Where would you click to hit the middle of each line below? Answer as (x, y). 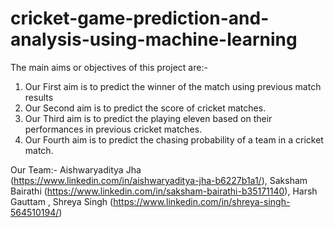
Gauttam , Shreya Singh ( (62, 201)
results (39, 97)
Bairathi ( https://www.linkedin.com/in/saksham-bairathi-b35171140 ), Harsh (164, 191)
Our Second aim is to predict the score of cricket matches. (145, 108)
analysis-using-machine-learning (154, 39)
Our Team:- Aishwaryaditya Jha (76, 169)
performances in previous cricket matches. (113, 129)
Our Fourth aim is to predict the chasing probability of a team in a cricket (174, 139)
